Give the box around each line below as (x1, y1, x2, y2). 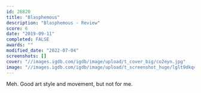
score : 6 (6, 25, 28, 32)
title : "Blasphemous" (6, 14, 60, 20)
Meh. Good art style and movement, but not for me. (6, 80, 133, 88)
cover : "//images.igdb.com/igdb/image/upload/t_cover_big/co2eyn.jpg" (6, 58, 186, 64)
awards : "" (6, 42, 33, 48)
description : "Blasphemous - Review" (6, 20, 100, 26)
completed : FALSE (6, 36, 50, 42)
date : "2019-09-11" (6, 31, 55, 37)
